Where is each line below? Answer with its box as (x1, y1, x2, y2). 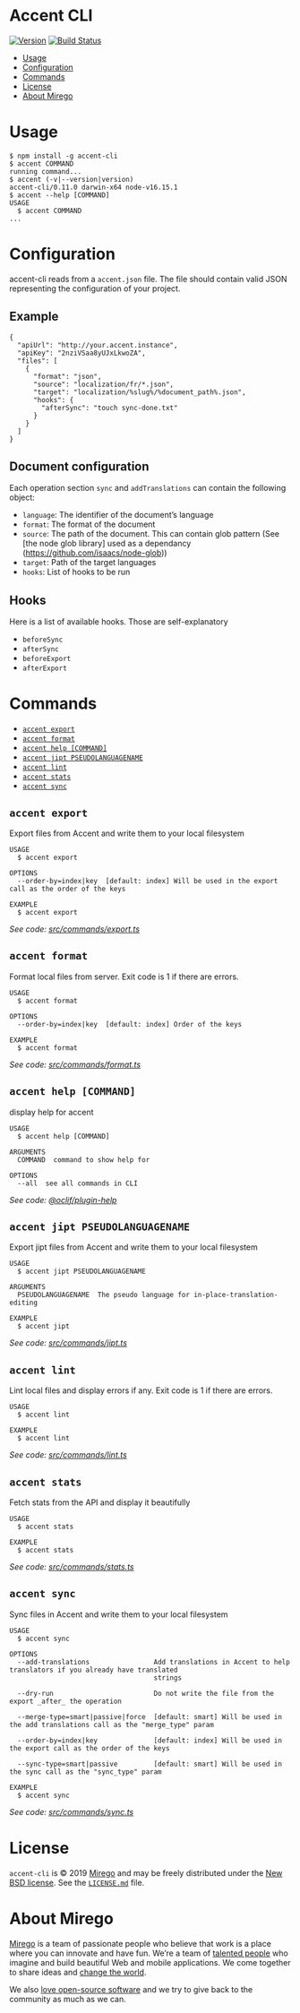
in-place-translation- (193, 1291, 279, 1300)
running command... (9, 167, 82, 176)
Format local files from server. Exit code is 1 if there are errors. (9, 971, 239, 982)
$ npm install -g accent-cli (9, 151, 118, 160)
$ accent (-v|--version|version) (9, 175, 134, 184)
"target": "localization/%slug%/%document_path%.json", (32, 387, 246, 397)
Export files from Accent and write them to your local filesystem (9, 828, 244, 839)
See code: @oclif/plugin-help (9, 1194, 117, 1205)
